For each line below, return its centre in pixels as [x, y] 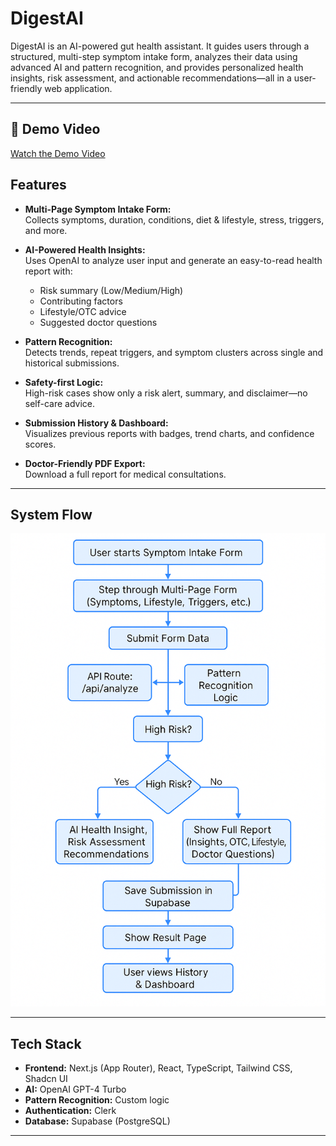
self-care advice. [60, 403]
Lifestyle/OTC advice [83, 311]
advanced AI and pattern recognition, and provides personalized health [157, 67]
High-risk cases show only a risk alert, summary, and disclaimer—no [166, 393]
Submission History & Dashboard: [96, 423]
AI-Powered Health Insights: [85, 249]
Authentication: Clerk [70, 1110]
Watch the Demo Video [58, 153]
